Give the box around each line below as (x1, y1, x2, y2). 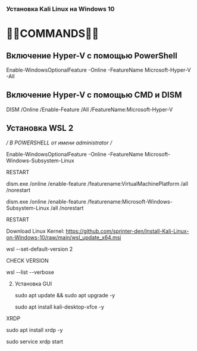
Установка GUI (14, 280, 52, 287)
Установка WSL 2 (6, 123, 74, 133)
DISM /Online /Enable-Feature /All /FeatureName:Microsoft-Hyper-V (6, 106, 173, 113)
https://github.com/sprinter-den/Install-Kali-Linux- (65, 227, 189, 235)
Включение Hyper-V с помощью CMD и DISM (6, 90, 183, 100)
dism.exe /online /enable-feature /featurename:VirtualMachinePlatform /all (6, 180, 189, 187)
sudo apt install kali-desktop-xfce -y (14, 303, 104, 310)
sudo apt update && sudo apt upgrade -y (14, 291, 115, 298)
